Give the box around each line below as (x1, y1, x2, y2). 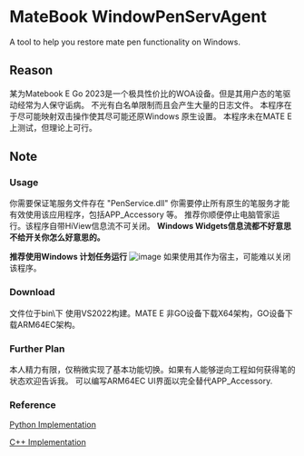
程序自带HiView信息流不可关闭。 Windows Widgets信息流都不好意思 (33, 221, 292, 232)
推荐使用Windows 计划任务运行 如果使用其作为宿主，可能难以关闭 (9, 252, 291, 263)
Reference (9, 398, 56, 411)
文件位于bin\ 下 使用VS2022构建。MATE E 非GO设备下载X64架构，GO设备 (9, 307, 286, 319)
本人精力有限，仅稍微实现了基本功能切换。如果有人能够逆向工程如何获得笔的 (9, 364, 296, 375)
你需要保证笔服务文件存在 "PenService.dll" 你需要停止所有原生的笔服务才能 (9, 198, 290, 209)
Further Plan (9, 342, 65, 355)
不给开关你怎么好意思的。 (9, 232, 105, 243)
